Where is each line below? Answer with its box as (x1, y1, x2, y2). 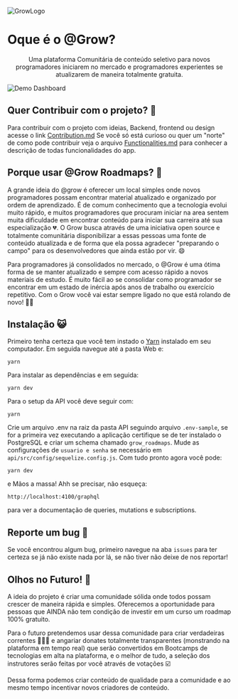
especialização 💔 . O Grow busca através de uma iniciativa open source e (7, 223, 220, 232)
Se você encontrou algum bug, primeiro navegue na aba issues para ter (7, 546, 218, 554)
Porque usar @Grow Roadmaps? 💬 (7, 167, 163, 179)
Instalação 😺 (7, 318, 67, 330)
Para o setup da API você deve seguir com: (7, 397, 134, 406)
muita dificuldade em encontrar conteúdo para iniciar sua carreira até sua (7, 215, 223, 224)
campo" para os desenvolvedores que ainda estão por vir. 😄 (7, 246, 185, 255)
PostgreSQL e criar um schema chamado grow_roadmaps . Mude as (7, 438, 200, 447)
